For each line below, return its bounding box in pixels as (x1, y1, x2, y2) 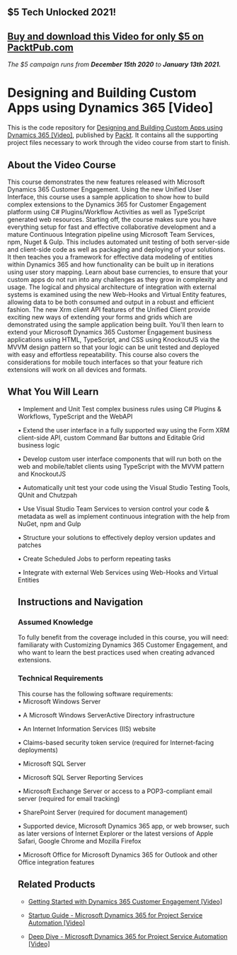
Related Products (17, 879, 96, 891)
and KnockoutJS (17, 469, 67, 478)
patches (17, 541, 42, 549)
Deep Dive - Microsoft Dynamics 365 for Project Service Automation (28, 932, 228, 940)
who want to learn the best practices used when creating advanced (17, 648, 215, 657)
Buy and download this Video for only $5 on (7, 30, 204, 42)
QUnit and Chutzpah (17, 491, 78, 499)
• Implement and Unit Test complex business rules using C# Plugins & (17, 404, 221, 413)
